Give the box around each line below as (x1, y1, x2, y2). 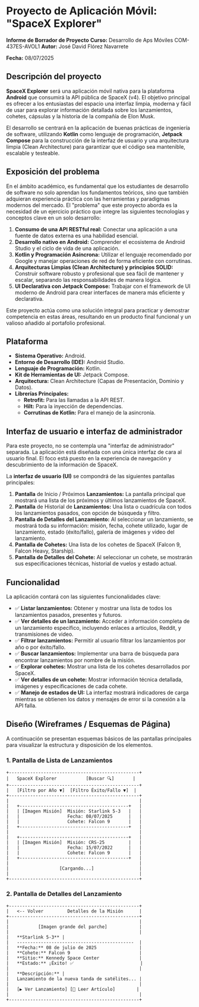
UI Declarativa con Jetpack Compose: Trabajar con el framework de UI (14, 283, 191, 290)
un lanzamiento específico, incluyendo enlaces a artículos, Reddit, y (14, 625, 181, 631)
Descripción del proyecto (6, 71, 102, 81)
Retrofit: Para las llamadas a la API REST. (23, 397, 125, 404)
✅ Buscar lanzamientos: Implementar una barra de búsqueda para (14, 650, 179, 657)
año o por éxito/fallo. (14, 644, 66, 651)
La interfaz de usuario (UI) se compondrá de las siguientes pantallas (6, 473, 175, 480)
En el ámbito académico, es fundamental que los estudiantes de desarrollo (6, 183, 189, 190)
